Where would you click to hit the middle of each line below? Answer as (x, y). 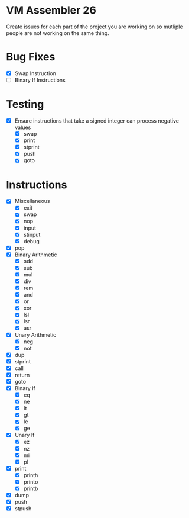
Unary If (25, 435)
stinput (32, 234)
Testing (25, 104)
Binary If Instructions (40, 80)
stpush (23, 509)
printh (31, 475)
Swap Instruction (35, 73)
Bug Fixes (31, 57)
